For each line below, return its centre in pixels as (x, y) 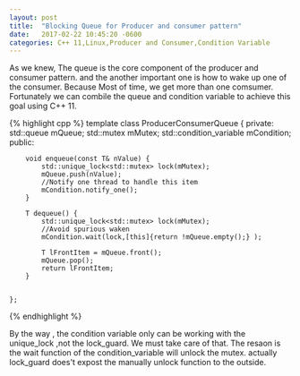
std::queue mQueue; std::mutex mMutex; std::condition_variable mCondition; (150, 133)
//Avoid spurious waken (86, 229)
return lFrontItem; (78, 269)
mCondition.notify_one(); (90, 190)
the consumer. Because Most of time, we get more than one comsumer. (141, 87)
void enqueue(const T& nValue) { (88, 159)
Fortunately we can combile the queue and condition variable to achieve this (150, 97)
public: (22, 142)
